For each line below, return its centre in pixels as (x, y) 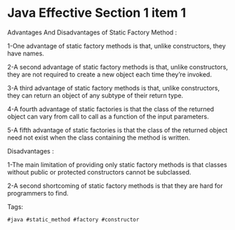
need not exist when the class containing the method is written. (99, 137)
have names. (26, 53)
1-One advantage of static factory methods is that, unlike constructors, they (116, 46)
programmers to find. (38, 193)
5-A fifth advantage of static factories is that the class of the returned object (117, 130)
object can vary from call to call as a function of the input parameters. (108, 116)
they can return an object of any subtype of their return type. (95, 95)
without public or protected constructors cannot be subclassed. (99, 172)
